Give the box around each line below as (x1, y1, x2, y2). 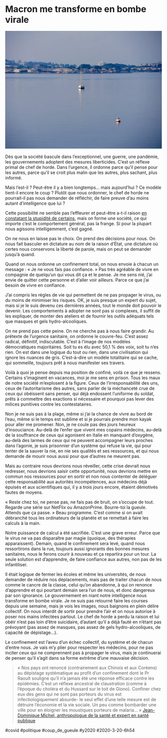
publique (17, 718, 36, 724)
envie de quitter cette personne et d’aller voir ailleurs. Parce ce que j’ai (5, 277, 149, 283)
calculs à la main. (5, 520, 41, 526)
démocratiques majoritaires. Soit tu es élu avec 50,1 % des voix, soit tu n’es (5, 344, 159, 350)
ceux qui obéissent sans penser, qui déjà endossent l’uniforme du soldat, (5, 391, 155, 397)
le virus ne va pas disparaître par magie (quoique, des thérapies (5, 535, 136, 541)
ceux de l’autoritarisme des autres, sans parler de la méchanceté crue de (5, 385, 155, 392)
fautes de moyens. (5, 489, 43, 495)
